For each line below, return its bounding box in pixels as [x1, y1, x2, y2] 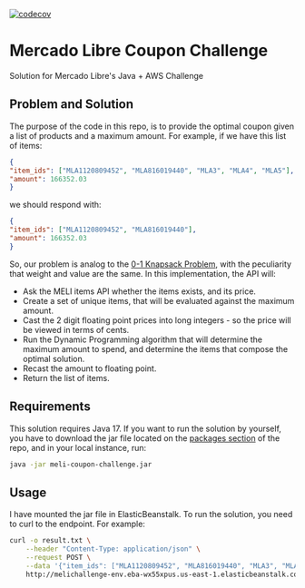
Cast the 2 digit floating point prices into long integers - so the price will [22, 314, 292, 326]
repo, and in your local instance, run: [9, 442, 147, 453]
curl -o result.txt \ [9, 536, 92, 545]
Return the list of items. [22, 372, 111, 383]
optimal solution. [22, 353, 85, 364]
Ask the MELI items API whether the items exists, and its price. [22, 286, 257, 297]
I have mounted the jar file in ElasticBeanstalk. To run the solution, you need [9, 509, 293, 520]
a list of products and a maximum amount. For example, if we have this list [9, 130, 287, 141]
